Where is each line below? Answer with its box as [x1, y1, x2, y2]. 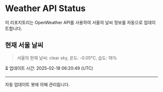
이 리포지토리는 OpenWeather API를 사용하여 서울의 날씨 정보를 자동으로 [5, 19, 143, 25]
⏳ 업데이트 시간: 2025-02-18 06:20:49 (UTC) [5, 65, 94, 71]
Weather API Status [5, 3, 86, 14]
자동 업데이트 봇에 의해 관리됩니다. [5, 81, 70, 87]
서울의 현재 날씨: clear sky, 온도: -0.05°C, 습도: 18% [16, 55, 117, 61]
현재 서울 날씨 [5, 41, 44, 49]
